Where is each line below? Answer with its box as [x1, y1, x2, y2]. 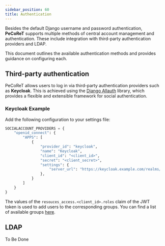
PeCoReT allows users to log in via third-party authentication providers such [5, 83, 160, 89]
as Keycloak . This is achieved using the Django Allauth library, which [5, 88, 145, 94]
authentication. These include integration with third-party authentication [5, 35, 151, 42]
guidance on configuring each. [5, 55, 67, 61]
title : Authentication [5, 12, 52, 17]
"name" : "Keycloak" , [40, 148, 82, 153]
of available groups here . [5, 209, 55, 215]
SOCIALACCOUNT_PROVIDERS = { [5, 126, 65, 131]
